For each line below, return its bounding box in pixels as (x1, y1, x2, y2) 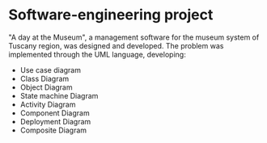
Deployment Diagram (19, 116, 91, 126)
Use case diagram (19, 65, 81, 74)
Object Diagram (19, 82, 73, 92)
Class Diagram (19, 74, 70, 83)
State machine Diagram (19, 90, 99, 100)
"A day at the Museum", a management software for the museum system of (8, 32, 260, 42)
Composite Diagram (19, 125, 87, 135)
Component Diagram (19, 107, 91, 118)
